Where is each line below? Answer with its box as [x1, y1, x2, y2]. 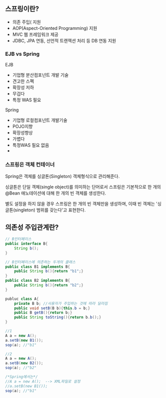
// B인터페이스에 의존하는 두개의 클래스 [5, 259, 76, 264]
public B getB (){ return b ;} [14, 310, 72, 315]
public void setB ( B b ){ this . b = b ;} [14, 306, 91, 311]
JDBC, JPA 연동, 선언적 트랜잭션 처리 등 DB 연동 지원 [12, 37, 116, 43]
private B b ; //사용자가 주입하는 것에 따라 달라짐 [14, 301, 108, 306]
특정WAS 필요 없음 [12, 142, 49, 148]
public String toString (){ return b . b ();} [14, 315, 101, 320]
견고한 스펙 [12, 78, 34, 84]
